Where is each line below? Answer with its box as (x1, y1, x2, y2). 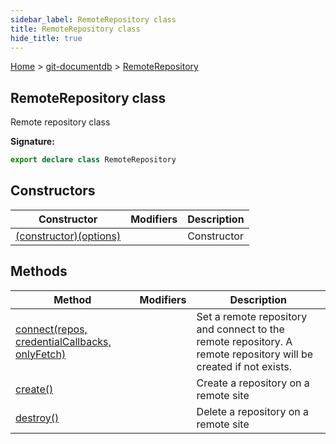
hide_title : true (10, 33, 83, 43)
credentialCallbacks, (15, 334, 112, 348)
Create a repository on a (196, 376, 310, 390)
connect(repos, (15, 322, 88, 336)
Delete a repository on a (196, 404, 309, 418)
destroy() (15, 411, 60, 425)
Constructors (10, 182, 96, 200)
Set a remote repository (196, 309, 308, 323)
